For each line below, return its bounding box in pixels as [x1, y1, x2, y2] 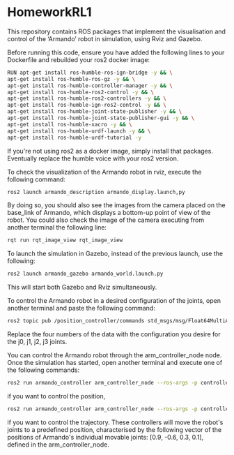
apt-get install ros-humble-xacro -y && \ [7, 121, 132, 128]
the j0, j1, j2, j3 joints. [7, 338, 68, 346]
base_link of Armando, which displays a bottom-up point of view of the [7, 209, 211, 217]
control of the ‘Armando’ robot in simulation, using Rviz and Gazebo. [7, 34, 203, 43]
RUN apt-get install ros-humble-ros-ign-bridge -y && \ [7, 69, 173, 76]
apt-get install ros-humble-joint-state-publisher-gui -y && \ [7, 114, 195, 122]
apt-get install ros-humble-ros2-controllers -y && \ [7, 95, 167, 102]
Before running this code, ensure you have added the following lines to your [7, 48, 225, 57]
